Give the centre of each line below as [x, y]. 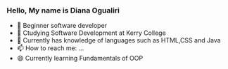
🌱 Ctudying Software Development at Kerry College [91, 33]
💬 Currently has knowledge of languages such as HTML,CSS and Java [119, 40]
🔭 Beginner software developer [62, 26]
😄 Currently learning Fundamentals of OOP [80, 59]
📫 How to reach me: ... [50, 48]
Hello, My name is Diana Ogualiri [63, 10]
